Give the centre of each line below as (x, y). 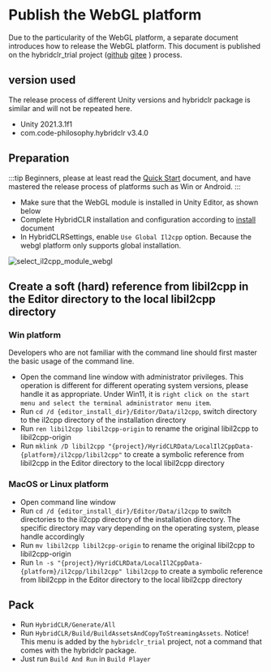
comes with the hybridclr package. (78, 650)
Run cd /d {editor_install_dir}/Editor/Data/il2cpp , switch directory (138, 411)
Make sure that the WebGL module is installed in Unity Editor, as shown (139, 202)
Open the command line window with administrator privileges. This (132, 377)
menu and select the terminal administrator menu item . (116, 403)
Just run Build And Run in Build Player (86, 659)
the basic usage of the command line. (71, 361)
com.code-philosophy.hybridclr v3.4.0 (84, 132)
